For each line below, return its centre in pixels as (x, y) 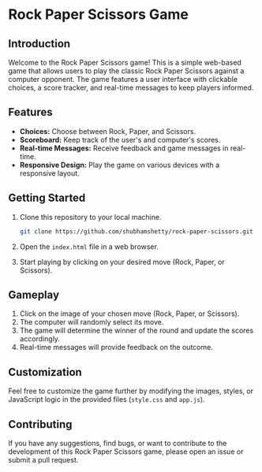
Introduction (39, 44)
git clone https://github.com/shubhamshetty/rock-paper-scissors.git (137, 231)
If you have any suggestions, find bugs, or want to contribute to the (118, 443)
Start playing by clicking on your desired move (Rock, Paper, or (122, 262)
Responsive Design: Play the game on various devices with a (120, 165)
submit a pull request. (43, 459)
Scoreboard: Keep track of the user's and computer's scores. (120, 139)
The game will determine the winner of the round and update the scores (137, 331)
